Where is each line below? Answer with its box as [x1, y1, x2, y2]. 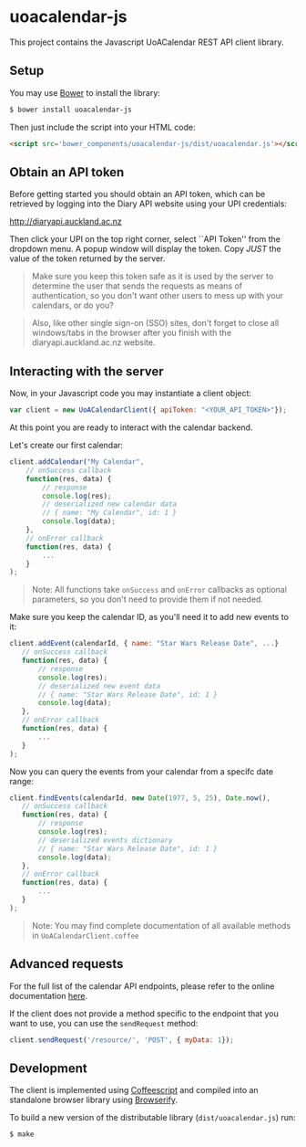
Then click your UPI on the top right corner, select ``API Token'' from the [9, 234, 280, 245]
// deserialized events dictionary [37, 836, 173, 845]
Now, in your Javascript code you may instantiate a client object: [9, 388, 252, 399]
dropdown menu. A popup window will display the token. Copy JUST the [9, 244, 282, 255]
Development [9, 1060, 88, 1076]
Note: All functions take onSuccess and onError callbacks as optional [31, 584, 287, 595]
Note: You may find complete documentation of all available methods [31, 920, 291, 931]
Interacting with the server [9, 363, 164, 379]
